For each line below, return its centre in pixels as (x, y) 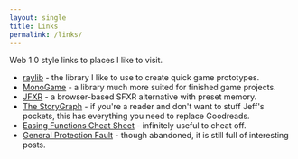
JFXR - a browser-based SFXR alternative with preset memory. (140, 97)
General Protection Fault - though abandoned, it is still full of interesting (155, 136)
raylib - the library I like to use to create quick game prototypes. (141, 78)
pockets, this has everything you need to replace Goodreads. (136, 116)
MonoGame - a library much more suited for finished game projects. (149, 88)
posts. (34, 145)
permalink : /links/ (46, 34)
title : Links (34, 26)
